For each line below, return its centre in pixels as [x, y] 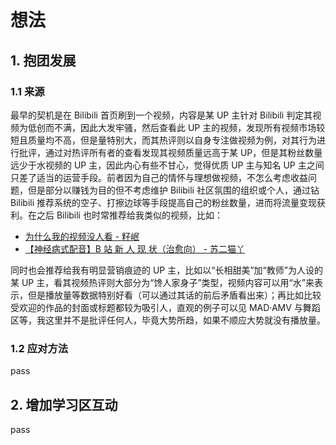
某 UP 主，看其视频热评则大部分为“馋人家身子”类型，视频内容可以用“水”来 [162, 282]
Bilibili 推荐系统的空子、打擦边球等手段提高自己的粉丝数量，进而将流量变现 [164, 202]
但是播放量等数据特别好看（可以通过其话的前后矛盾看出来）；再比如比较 [174, 295]
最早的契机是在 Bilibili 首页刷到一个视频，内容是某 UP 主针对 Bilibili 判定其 [161, 115]
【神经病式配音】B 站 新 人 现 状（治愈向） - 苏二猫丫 [134, 248]
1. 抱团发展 [43, 60]
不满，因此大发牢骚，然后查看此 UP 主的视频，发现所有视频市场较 [189, 127]
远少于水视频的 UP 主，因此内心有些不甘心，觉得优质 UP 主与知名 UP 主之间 [167, 165]
